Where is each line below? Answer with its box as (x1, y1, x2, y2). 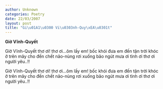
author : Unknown (5, 7, 38, 12)
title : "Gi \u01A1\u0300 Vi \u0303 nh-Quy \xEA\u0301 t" (5, 25, 112, 30)
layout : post (5, 21, 32, 26)
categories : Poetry (5, 12, 45, 17)
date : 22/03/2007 (5, 16, 41, 21)
